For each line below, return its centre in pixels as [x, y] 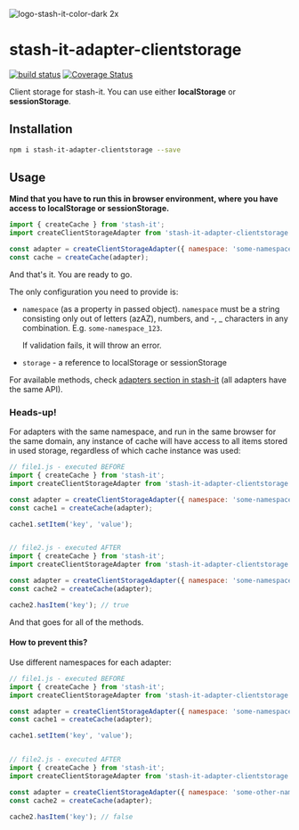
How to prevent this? [48, 643]
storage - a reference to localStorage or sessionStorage [125, 362]
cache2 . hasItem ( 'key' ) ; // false [71, 817]
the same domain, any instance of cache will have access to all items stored [148, 441]
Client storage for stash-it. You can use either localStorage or [122, 91]
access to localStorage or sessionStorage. [89, 209]
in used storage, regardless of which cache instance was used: [125, 451]
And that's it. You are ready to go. [71, 274]
